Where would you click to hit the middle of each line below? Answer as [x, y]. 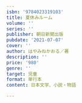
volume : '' [20, 23]
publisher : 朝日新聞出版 [35, 35]
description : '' [27, 57]
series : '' [20, 29]
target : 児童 [22, 74]
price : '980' [23, 62]
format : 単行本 [24, 79]
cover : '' [19, 46]
